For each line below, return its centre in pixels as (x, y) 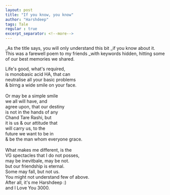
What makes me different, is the (39, 150)
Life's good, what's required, (35, 69)
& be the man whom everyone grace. (44, 139)
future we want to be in (29, 134)
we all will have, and (26, 101)
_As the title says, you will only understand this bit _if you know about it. (80, 48)
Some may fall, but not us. (32, 172)
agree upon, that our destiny (35, 107)
